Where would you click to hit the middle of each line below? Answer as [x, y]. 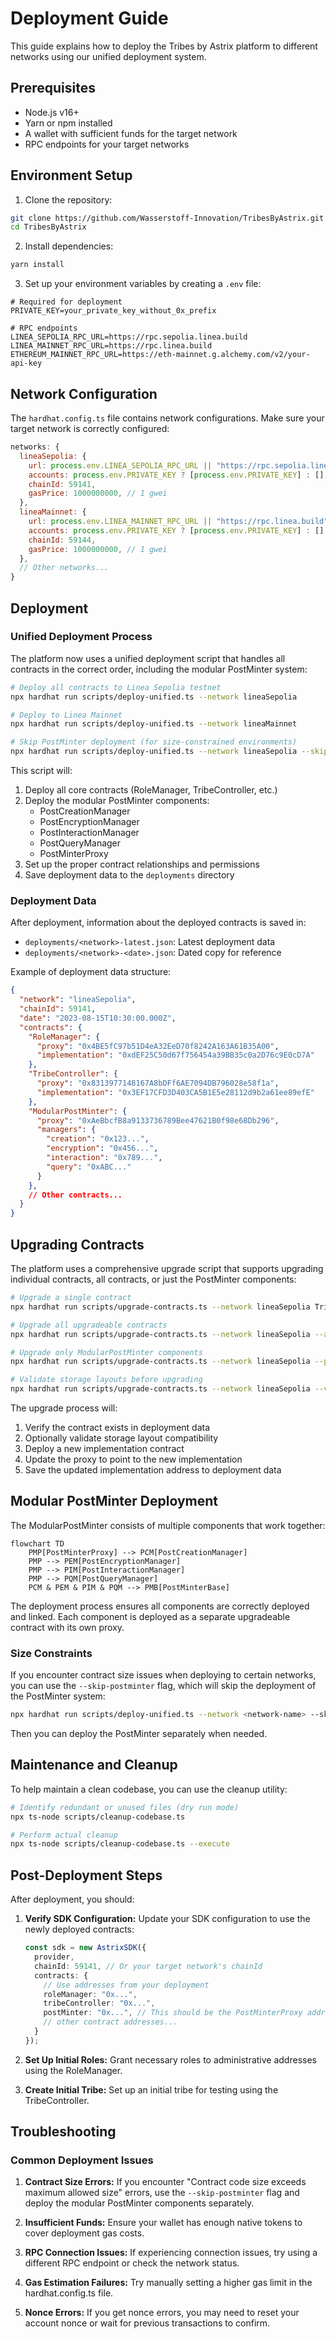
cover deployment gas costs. [84, 2233]
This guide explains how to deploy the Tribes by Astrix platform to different [164, 46]
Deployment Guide [89, 18]
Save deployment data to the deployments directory [129, 875]
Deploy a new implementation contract [104, 1449]
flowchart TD [37, 1543]
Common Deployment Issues [82, 2160]
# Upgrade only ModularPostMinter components [106, 1352]
